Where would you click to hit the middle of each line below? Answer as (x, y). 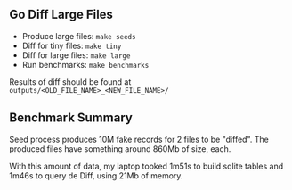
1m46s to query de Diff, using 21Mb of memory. (96, 175)
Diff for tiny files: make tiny (72, 45)
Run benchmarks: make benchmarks (85, 64)
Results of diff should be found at (70, 82)
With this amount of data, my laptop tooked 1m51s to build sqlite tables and (146, 166)
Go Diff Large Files (61, 15)
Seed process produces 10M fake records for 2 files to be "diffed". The (139, 139)
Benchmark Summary (71, 118)
